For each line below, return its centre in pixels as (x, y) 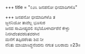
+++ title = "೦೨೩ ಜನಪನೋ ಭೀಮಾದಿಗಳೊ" (41, 7)
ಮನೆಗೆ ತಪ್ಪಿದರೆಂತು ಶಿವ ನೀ (24, 39)
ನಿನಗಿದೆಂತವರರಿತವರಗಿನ (22, 34)
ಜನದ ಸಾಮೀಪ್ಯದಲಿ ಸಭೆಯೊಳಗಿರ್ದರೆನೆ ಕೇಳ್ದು (37, 28)
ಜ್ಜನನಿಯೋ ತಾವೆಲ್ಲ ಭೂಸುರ (25, 23)
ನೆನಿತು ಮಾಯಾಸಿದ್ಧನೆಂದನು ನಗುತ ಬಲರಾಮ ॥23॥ (43, 45)
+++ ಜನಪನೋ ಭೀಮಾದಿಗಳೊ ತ (30, 17)
